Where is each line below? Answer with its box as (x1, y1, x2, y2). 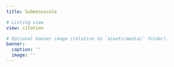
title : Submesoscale (6, 8, 58, 15)
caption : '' (11, 47, 42, 53)
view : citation (6, 25, 44, 31)
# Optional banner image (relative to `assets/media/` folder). (6, 36, 169, 42)
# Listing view (6, 19, 44, 25)
